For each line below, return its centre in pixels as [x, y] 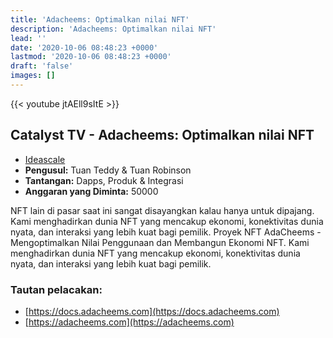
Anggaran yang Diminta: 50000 [91, 191]
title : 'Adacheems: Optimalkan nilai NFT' [100, 19]
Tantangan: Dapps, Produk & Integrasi [104, 180]
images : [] [33, 76]
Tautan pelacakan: [56, 289]
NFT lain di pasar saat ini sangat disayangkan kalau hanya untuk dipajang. [162, 210]
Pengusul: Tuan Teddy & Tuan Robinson [108, 170]
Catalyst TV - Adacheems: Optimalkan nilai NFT [162, 135]
